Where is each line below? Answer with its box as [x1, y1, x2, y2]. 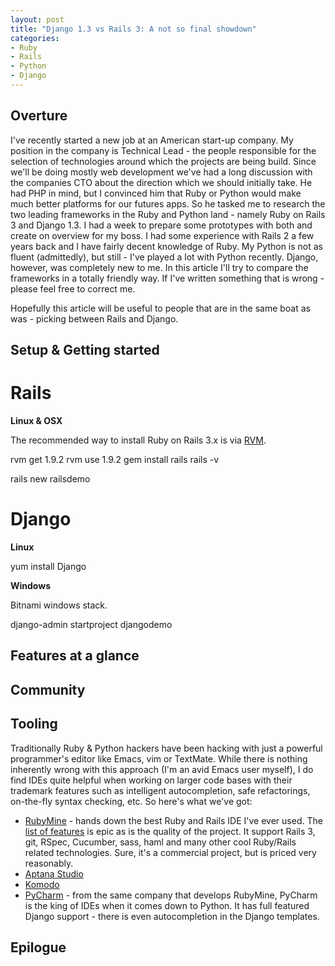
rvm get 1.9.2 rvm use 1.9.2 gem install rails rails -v [10, 454, 220, 466]
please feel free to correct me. [10, 282, 136, 295]
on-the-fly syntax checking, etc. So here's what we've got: [10, 795, 253, 807]
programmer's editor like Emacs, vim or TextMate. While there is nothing [10, 752, 308, 765]
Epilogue [10, 939, 67, 956]
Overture [10, 107, 68, 125]
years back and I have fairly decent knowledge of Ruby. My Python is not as [10, 240, 324, 252]
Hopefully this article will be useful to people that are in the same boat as [10, 302, 311, 314]
